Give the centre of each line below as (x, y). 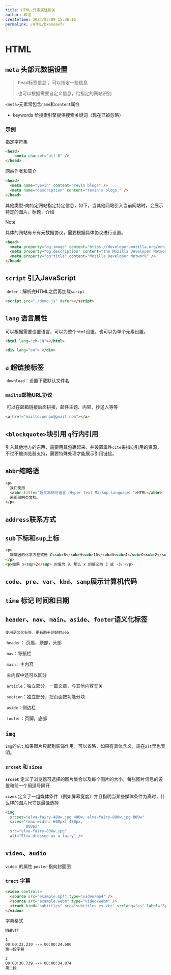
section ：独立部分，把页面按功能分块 (46, 696)
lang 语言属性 (26, 318)
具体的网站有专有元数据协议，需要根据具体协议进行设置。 (65, 232)
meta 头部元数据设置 (36, 69)
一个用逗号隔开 (34, 786)
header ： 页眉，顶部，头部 (34, 642)
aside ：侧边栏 (21, 707)
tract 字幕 (18, 881)
